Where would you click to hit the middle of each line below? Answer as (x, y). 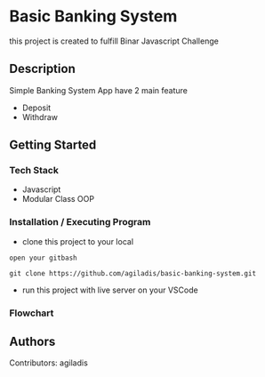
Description (42, 69)
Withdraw (40, 116)
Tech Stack (34, 171)
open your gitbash (43, 258)
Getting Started (53, 145)
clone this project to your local (78, 241)
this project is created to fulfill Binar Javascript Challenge (114, 41)
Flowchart (32, 313)
